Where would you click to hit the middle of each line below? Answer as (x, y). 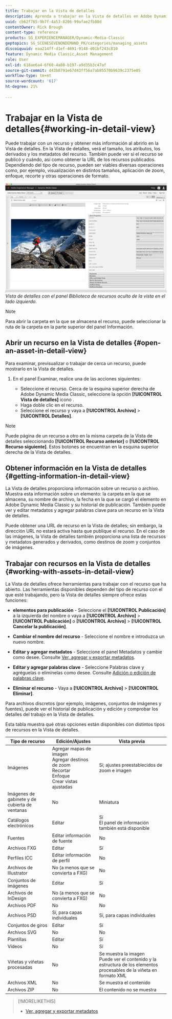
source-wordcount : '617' (32, 81)
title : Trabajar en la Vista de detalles (50, 11)
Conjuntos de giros (27, 925)
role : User (17, 59)
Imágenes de (21, 794)
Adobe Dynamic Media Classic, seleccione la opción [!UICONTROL (91, 394)
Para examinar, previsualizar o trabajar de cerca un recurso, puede (76, 363)
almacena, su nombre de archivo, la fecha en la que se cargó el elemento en (86, 499)
